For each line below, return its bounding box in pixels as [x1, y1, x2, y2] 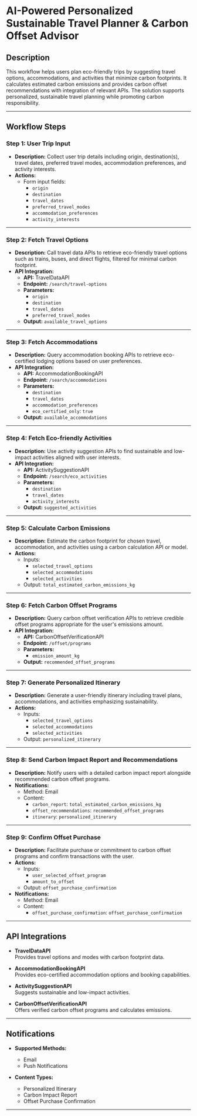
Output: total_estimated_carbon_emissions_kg [23, 581, 135, 588]
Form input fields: [23, 178, 66, 185]
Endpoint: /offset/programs [23, 639, 91, 647]
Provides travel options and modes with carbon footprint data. [14, 953, 165, 960]
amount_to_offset [32, 879, 74, 885]
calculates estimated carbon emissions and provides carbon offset [6, 81, 167, 88]
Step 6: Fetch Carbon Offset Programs [6, 601, 117, 609]
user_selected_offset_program [32, 872, 106, 879]
